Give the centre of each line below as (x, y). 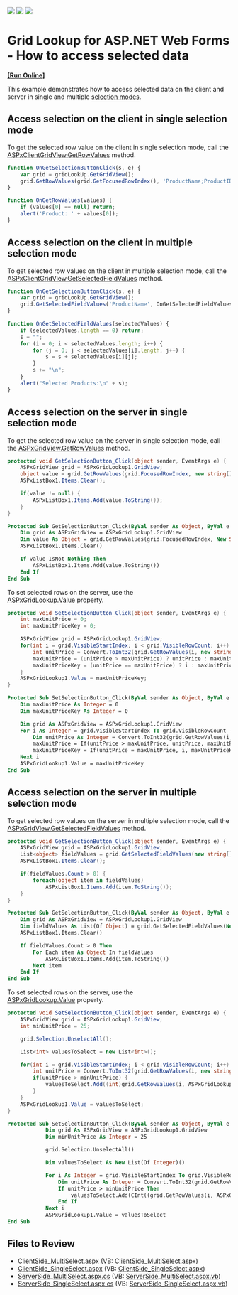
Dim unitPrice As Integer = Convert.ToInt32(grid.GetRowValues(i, (133, 737)
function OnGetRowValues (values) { (60, 200)
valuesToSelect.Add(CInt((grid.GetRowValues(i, (142, 1195)
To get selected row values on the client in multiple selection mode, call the (117, 271)
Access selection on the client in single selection (118, 119)
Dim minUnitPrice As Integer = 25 (96, 1137)
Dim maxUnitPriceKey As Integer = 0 (74, 711)
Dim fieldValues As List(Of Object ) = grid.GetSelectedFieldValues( (123, 926)
